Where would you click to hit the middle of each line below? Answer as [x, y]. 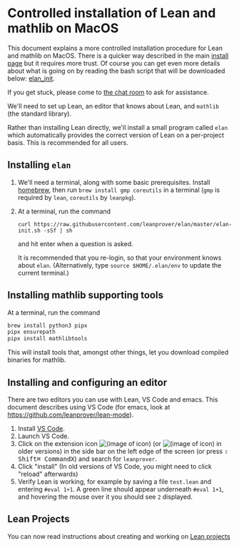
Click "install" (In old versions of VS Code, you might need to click [115, 466]
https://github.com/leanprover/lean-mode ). [71, 415]
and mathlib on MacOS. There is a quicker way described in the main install [118, 56]
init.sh [29, 230]
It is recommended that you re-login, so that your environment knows [119, 258]
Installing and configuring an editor [87, 382]
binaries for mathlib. [37, 360]
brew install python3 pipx [47, 325]
